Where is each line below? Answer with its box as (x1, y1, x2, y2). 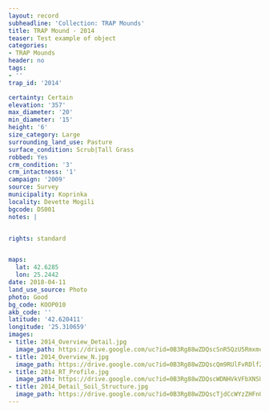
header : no (8, 57, 45, 65)
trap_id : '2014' (8, 79, 62, 87)
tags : (8, 64, 26, 72)
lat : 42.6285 (15, 263, 59, 271)
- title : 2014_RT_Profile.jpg (8, 368, 110, 376)
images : (8, 331, 34, 339)
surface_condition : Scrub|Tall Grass (8, 145, 134, 153)
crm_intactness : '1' (8, 168, 78, 177)
